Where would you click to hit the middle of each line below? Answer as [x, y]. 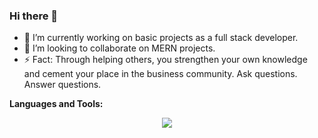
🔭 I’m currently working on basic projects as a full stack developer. [161, 38]
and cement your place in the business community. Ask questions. [160, 74]
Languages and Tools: [56, 104]
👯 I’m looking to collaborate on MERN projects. [119, 48]
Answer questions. [62, 85]
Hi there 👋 [34, 16]
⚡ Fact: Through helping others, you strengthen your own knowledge [165, 60]
